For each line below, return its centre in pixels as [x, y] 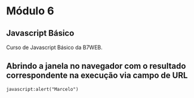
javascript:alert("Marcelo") [42, 89]
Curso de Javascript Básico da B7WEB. [54, 47]
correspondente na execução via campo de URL [97, 76]
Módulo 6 [30, 11]
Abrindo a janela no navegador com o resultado [96, 66]
